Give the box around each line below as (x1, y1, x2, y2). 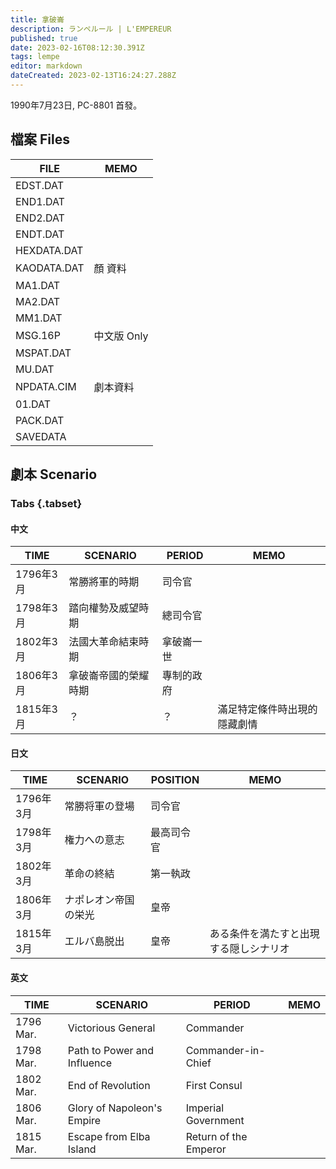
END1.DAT (15, 194, 65, 208)
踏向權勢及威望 (68, 601, 140, 615)
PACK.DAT (15, 413, 65, 427)
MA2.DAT (15, 294, 61, 308)
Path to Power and (67, 1043, 155, 1057)
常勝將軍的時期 (68, 575, 140, 589)
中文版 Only (93, 329, 149, 343)
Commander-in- (185, 1043, 266, 1057)
